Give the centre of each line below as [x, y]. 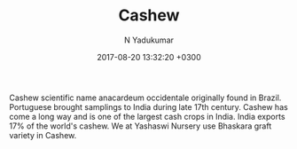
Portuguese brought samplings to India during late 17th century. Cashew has [148, 106]
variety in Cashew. [43, 135]
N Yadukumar [149, 40]
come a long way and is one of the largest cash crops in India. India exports [147, 116]
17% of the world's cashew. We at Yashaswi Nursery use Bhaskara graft [141, 126]
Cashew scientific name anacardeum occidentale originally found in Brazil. [145, 98]
